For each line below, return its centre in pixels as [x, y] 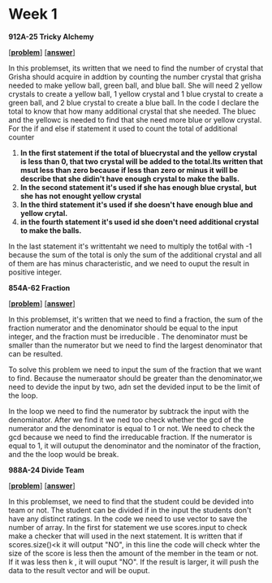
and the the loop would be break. [64, 454]
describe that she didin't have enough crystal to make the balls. [130, 179]
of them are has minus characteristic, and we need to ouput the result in [129, 263]
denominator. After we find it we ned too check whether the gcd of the [126, 420]
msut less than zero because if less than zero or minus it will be [129, 170]
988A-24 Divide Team [47, 470]
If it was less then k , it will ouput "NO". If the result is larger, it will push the [134, 562]
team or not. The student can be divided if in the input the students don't [130, 510]
